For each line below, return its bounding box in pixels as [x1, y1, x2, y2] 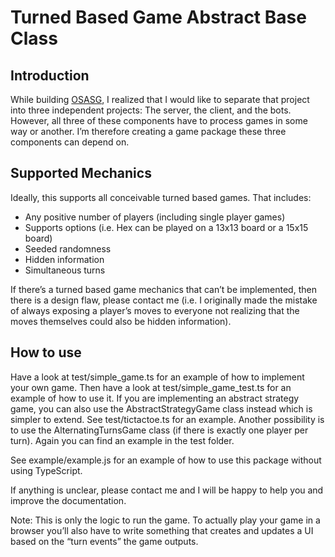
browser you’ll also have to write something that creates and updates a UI [10, 524, 314, 536]
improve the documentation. [10, 494, 127, 506]
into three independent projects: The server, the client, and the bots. [10, 104, 292, 116]
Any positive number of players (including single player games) [24, 211, 286, 223]
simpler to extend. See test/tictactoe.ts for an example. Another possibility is [10, 413, 325, 425]
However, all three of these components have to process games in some [10, 115, 308, 126]
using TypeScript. [10, 464, 83, 476]
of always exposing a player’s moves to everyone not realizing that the [10, 304, 300, 316]
